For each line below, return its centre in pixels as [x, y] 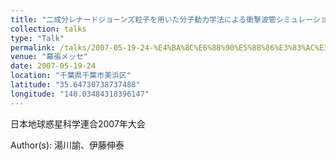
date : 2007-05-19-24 [53, 66]
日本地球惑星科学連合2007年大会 [78, 123]
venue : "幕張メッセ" [49, 57]
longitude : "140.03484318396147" [80, 94]
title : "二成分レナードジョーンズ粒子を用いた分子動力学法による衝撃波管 [143, 19]
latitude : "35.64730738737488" [75, 85]
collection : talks [48, 29]
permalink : [33, 47]
